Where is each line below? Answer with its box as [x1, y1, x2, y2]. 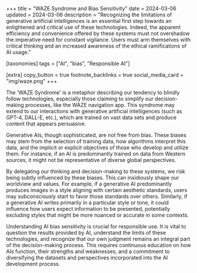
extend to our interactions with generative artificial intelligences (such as [6, 108, 182, 114]
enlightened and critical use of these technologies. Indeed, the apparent [6, 23, 181, 31]
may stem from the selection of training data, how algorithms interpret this [6, 138, 186, 144]
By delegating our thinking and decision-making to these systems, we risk [6, 168, 185, 175]
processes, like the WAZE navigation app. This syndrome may [25, 102, 175, 108]
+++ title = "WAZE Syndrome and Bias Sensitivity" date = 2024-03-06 [6, 5, 176, 12]
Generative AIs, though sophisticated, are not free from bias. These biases [6, 132, 186, 139]
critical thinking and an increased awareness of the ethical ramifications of [6, 42, 187, 49]
